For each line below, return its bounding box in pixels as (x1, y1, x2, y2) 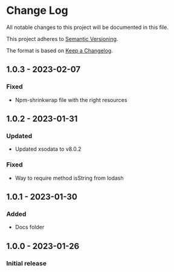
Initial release (6, 259, 47, 267)
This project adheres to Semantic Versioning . (6, 35, 118, 42)
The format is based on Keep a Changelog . (6, 46, 113, 54)
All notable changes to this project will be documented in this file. (6, 24, 169, 31)
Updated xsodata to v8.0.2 (14, 145, 82, 153)
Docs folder (14, 224, 45, 231)
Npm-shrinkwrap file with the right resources (14, 96, 127, 103)
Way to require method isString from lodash (14, 174, 124, 182)
